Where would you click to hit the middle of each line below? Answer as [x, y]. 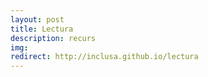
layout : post [37, 19]
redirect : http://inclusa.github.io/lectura [104, 57]
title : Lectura [42, 29]
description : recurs [53, 38]
